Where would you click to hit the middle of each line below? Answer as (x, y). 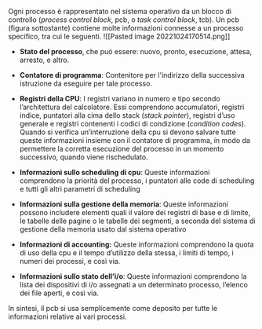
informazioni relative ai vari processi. (67, 316)
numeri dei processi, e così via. (70, 261)
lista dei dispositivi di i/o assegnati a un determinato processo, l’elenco (134, 285)
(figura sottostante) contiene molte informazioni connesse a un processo (126, 28)
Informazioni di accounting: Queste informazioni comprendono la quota (136, 244)
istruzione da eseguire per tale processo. (86, 83)
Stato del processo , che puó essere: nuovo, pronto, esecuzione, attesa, (136, 51)
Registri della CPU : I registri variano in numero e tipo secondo (120, 99)
